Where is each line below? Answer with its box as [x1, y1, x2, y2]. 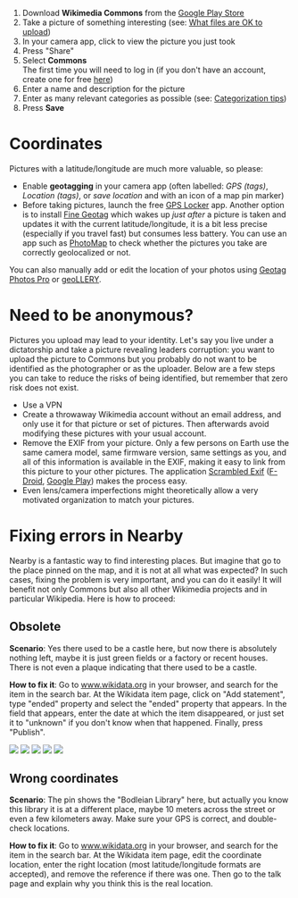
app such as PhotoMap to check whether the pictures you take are [21, 237, 268, 248]
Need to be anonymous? [9, 306, 194, 325]
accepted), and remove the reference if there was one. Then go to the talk [9, 869, 282, 879]
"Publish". [9, 726, 46, 737]
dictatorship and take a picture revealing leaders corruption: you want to [9, 344, 275, 355]
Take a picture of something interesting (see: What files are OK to [21, 17, 263, 28]
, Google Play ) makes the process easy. [42, 475, 188, 486]
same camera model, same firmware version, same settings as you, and [21, 447, 287, 457]
